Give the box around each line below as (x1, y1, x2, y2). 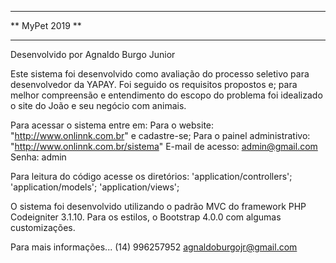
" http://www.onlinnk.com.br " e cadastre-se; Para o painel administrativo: (10, 130, 311, 141)
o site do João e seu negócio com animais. (10, 100, 187, 111)
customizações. (10, 222, 76, 233)
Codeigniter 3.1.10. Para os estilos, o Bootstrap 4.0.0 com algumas (10, 211, 282, 223)
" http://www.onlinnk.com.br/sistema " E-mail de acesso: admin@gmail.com (10, 141, 318, 152)
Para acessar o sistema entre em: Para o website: (10, 119, 215, 131)
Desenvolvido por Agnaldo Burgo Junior (10, 49, 176, 60)
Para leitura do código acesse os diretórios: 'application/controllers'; (10, 171, 293, 182)
